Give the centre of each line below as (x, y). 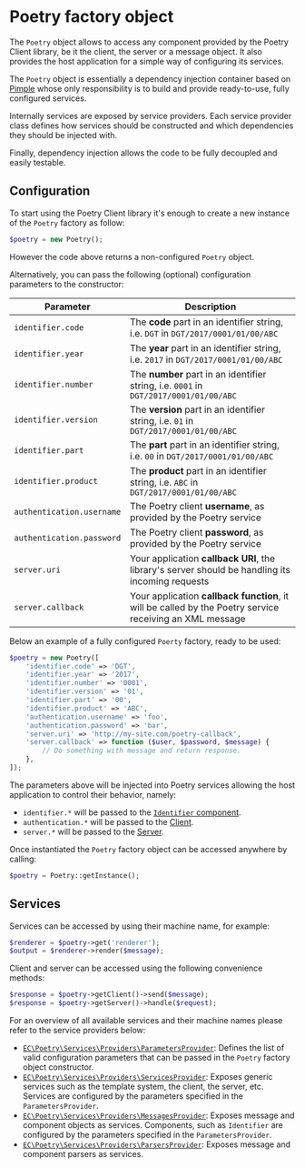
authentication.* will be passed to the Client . (108, 821)
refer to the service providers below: (78, 1031)
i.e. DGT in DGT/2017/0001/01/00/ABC (204, 333)
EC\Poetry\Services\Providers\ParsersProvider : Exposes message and (157, 1144)
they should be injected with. (64, 135)
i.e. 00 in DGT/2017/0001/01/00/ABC (202, 456)
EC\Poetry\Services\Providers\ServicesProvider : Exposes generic (148, 1077)
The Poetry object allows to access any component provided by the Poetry (149, 42)
